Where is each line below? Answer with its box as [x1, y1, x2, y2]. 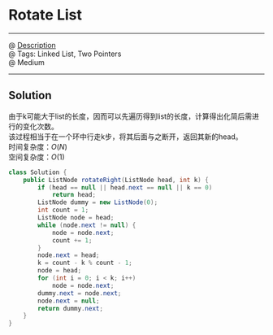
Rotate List [8, 6, 83, 24]
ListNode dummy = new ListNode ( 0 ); [37, 198, 158, 207]
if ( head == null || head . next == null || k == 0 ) [37, 183, 213, 192]
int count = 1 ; [37, 206, 89, 215]
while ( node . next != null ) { [37, 221, 136, 229]
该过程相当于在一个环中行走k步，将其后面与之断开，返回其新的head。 [8, 132, 243, 141]
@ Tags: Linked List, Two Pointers [8, 49, 122, 59]
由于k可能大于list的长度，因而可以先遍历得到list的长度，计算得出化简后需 [8, 111, 253, 121]
